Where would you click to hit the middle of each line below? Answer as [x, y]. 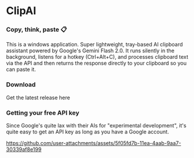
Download [21, 85]
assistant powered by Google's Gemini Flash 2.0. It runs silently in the [90, 51]
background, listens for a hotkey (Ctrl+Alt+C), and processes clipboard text [97, 57]
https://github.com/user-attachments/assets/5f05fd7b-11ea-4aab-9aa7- [93, 143]
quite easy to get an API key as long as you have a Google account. [88, 132]
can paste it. [21, 69]
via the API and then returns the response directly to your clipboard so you [96, 63]
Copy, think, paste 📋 [37, 29]
